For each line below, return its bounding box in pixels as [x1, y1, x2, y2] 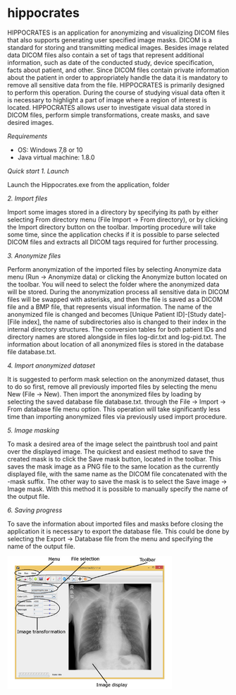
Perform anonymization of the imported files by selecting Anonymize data [7, 265, 222, 273]
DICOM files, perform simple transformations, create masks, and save [7, 111, 210, 119]
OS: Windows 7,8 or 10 [17, 145, 83, 154]
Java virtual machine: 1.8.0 [17, 153, 95, 162]
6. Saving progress [7, 506, 63, 514]
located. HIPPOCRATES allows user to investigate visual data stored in [7, 103, 211, 111]
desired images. [7, 118, 54, 126]
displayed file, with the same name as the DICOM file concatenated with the [7, 469, 228, 478]
